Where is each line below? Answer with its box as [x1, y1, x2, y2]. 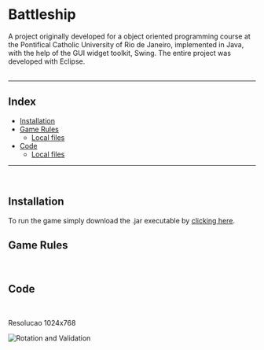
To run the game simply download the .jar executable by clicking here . [8, 216, 236, 225]
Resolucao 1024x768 [8, 319, 76, 328]
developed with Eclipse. [8, 57, 86, 66]
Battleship [8, 6, 76, 24]
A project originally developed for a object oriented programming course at [8, 31, 251, 41]
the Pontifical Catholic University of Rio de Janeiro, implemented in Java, [8, 39, 244, 49]
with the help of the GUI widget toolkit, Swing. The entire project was [8, 48, 232, 57]
